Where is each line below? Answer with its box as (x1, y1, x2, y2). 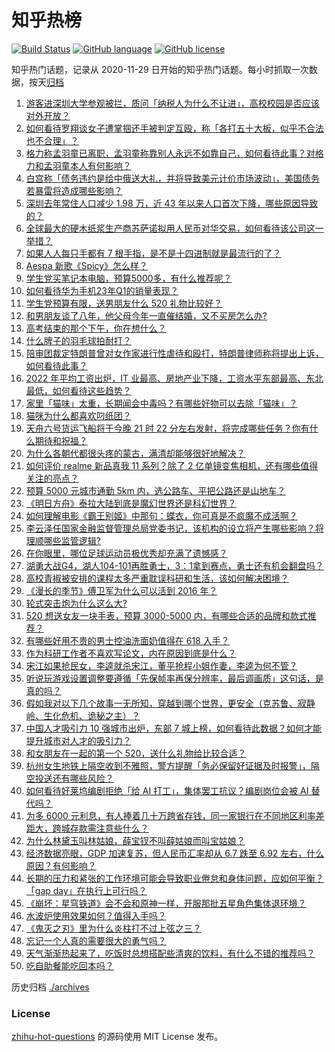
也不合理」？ (25, 134, 79, 146)
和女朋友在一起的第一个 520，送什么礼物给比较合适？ (25, 747, 247, 759)
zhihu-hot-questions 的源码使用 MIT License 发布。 (11, 1031, 224, 1043)
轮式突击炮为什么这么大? (25, 597, 128, 609)
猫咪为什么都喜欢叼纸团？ (25, 409, 132, 421)
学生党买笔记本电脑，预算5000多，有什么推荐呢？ (25, 272, 233, 284)
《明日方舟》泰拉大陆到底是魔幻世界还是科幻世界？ (25, 497, 237, 509)
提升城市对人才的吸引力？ (25, 734, 132, 746)
